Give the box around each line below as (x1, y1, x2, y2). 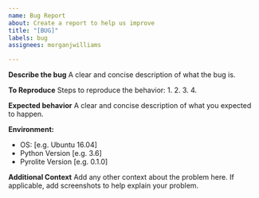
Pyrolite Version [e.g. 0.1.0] (19, 157, 108, 167)
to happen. (8, 109, 44, 119)
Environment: (8, 125, 54, 134)
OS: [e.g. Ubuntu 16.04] (19, 140, 98, 149)
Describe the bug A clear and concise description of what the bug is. (8, 70, 236, 80)
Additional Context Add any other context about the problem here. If (8, 173, 235, 182)
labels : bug (8, 33, 48, 42)
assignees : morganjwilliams (8, 41, 102, 49)
